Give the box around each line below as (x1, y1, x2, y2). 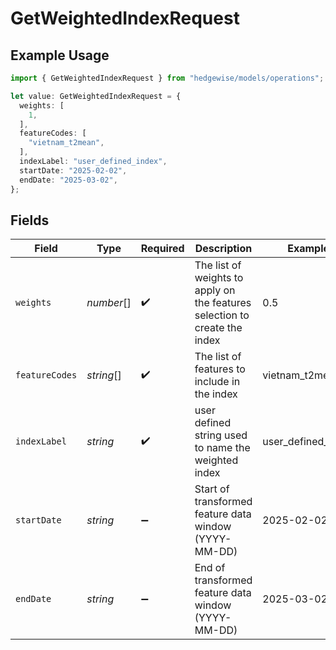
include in (194, 375, 241, 389)
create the (194, 321, 243, 335)
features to (194, 362, 246, 376)
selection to (194, 308, 250, 322)
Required (140, 242, 185, 256)
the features (194, 296, 252, 310)
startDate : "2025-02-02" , (19, 165, 128, 176)
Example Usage (10, 47, 110, 64)
